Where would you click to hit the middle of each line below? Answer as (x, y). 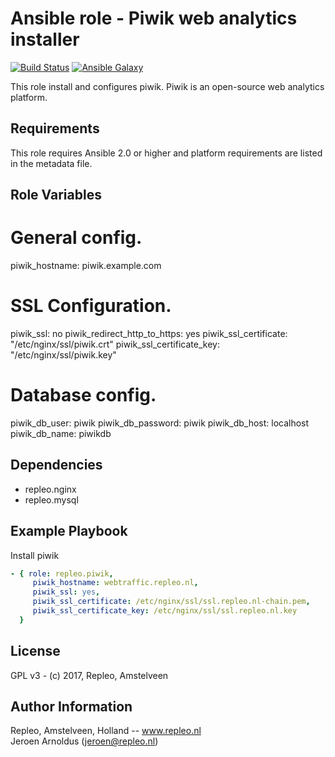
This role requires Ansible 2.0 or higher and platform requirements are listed (166, 153)
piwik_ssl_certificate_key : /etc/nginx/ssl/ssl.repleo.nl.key (165, 611)
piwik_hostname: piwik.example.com (86, 266)
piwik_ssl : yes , (66, 592)
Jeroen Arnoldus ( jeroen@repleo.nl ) (84, 741)
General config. (76, 238)
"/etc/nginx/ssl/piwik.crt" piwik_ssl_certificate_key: (115, 344)
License (35, 651)
